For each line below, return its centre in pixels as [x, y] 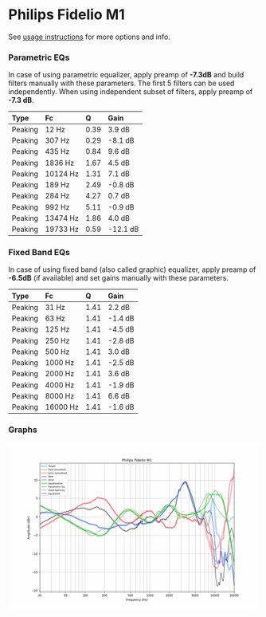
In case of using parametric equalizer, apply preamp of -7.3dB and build [126, 75]
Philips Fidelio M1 [66, 15]
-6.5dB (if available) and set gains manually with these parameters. [119, 278]
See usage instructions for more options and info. [90, 37]
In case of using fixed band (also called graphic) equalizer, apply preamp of [132, 269]
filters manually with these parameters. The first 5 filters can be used [121, 83]
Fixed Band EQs [39, 252]
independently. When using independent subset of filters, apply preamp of [131, 92]
